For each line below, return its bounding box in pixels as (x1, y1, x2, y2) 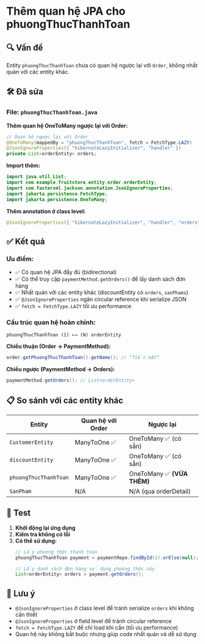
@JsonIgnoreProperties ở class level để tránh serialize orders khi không (15, 604, 194, 612)
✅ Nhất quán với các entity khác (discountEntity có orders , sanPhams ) (15, 289, 189, 296)
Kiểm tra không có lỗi (15, 530, 70, 538)
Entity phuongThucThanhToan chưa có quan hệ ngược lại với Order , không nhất (6, 62, 198, 68)
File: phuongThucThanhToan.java (6, 108, 98, 117)
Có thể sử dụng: (15, 537, 57, 544)
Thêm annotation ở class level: (6, 207, 86, 215)
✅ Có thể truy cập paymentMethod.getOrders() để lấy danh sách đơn (15, 275, 186, 283)
